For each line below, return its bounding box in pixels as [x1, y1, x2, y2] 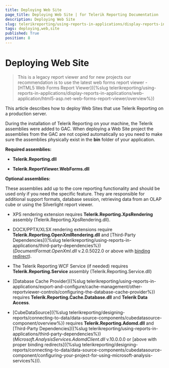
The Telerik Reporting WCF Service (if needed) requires [12, 263, 128, 269]
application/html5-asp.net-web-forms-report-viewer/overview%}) [17, 95, 155, 101]
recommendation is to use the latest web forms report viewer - [17, 79, 147, 85]
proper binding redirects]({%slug [12, 341, 81, 347]
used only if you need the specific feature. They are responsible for [5, 190, 145, 197]
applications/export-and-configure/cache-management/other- [12, 283, 142, 289]
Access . [12, 299, 30, 305]
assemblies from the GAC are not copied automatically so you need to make [5, 131, 162, 137]
